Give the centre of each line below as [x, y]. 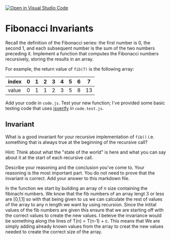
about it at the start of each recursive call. [49, 157]
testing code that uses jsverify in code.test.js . [55, 108]
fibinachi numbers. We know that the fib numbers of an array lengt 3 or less [85, 193]
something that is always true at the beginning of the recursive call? [77, 142]
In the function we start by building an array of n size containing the [77, 188]
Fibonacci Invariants [49, 29]
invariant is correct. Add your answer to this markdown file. [68, 178]
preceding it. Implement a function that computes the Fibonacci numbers [82, 53]
